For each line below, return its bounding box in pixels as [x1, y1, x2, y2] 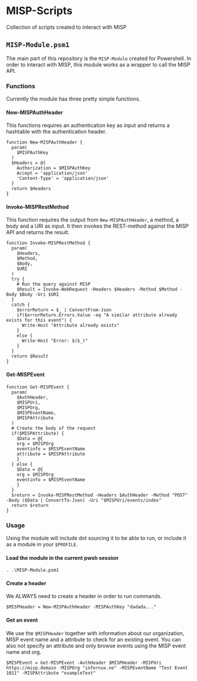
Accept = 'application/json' [16, 171, 88, 176]
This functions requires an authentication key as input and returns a [6, 122, 170, 129]
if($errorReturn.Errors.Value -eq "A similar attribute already [16, 312, 178, 318]
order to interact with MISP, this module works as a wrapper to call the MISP [6, 61, 191, 68]
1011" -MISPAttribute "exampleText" [6, 670, 96, 676]
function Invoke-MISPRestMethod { [6, 240, 91, 246]
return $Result [11, 353, 49, 359]
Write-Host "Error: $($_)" [21, 338, 88, 344]
